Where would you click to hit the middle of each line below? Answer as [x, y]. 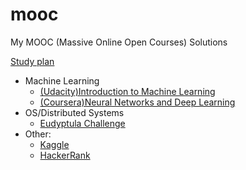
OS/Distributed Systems [74, 112]
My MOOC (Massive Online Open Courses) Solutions [119, 42]
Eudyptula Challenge [82, 123]
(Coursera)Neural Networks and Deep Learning [137, 102]
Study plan [32, 61]
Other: [38, 134]
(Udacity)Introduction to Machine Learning [127, 91]
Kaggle [54, 144]
